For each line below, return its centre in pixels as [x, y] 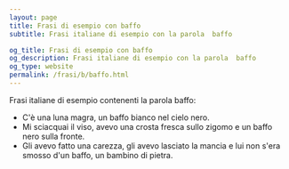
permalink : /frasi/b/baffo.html [69, 75]
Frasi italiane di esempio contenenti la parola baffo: [103, 100]
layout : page [33, 17]
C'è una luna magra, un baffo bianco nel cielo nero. [116, 117]
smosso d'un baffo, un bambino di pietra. [97, 155]
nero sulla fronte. [53, 136]
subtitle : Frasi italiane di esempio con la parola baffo [121, 34]
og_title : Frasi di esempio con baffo [81, 50]
